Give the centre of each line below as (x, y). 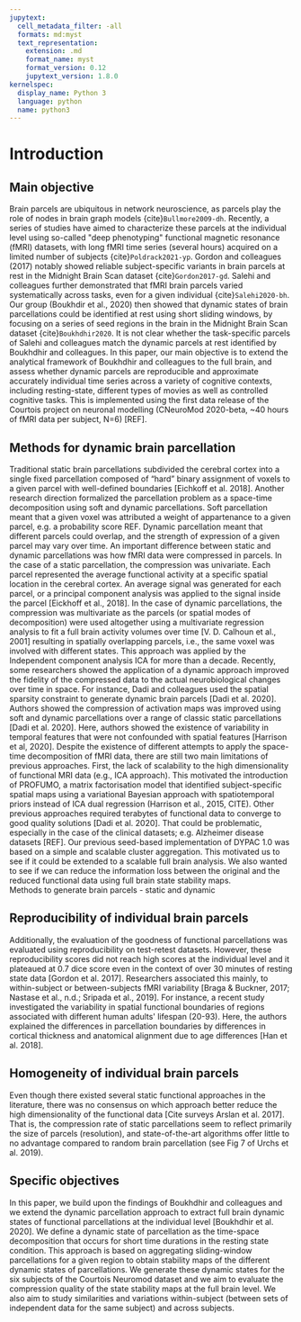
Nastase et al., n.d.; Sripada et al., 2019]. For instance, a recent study (137, 997)
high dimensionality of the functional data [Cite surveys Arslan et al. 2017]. (147, 1114)
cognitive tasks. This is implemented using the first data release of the (139, 400)
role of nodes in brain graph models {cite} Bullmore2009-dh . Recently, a (139, 219)
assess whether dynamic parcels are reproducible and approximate (134, 372)
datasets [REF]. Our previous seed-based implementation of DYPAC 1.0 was (150, 842)
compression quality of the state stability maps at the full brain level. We (143, 1289)
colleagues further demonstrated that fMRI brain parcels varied (126, 285)
